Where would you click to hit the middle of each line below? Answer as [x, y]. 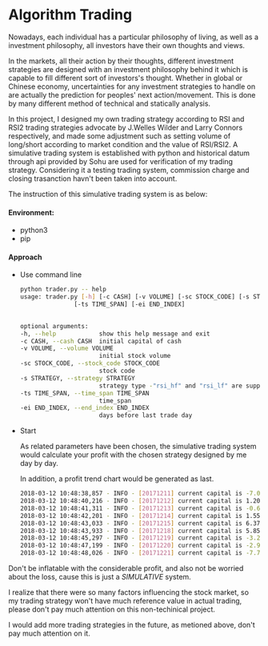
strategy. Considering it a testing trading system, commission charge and [129, 170]
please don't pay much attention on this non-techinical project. [112, 609]
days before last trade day [146, 415]
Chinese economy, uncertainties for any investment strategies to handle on [132, 86]
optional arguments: [54, 326]
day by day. [39, 463]
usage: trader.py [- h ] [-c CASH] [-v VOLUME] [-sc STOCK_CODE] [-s [134, 297]
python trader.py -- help [63, 290]
